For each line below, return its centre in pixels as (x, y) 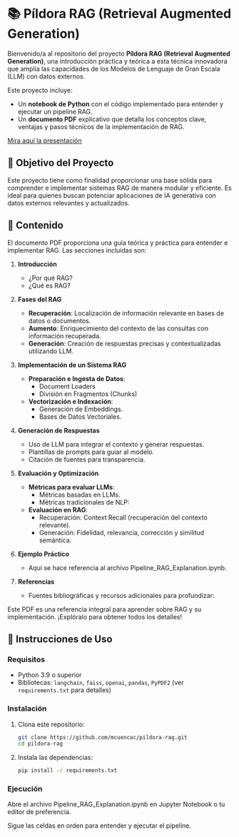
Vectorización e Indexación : (71, 401)
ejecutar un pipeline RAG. (55, 111)
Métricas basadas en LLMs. (80, 494)
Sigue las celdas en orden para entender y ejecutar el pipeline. (99, 826)
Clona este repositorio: (51, 724)
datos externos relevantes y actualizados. (68, 203)
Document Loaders (67, 386)
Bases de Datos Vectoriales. (80, 416)
